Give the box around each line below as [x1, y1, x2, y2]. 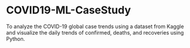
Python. [6, 35, 25, 42]
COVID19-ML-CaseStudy [6, 4, 131, 17]
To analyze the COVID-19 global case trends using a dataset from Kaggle [6, 23, 185, 30]
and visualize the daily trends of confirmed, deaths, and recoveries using [6, 29, 184, 36]
